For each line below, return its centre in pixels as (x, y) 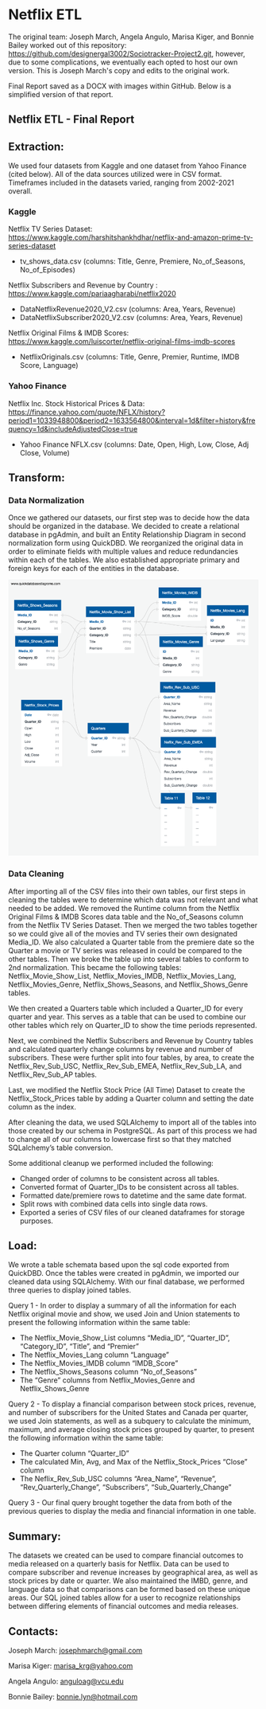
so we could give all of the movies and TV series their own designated (123, 933)
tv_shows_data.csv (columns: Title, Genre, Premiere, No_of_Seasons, (133, 261)
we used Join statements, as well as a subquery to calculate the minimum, (130, 1421)
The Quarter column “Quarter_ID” (74, 1453)
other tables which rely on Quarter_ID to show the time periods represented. (133, 1025)
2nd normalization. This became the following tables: (95, 967)
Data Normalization (46, 501)
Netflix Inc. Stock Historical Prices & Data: (77, 403)
